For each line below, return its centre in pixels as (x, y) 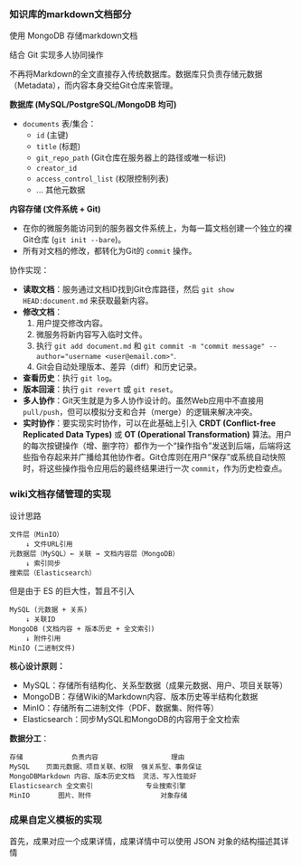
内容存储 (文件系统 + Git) (55, 209)
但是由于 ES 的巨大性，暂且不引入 (72, 590)
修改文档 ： (42, 312)
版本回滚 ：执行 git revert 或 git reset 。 (100, 390)
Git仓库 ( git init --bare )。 (74, 240)
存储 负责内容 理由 (97, 757)
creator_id (56, 169)
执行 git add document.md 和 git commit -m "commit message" (150, 346)
